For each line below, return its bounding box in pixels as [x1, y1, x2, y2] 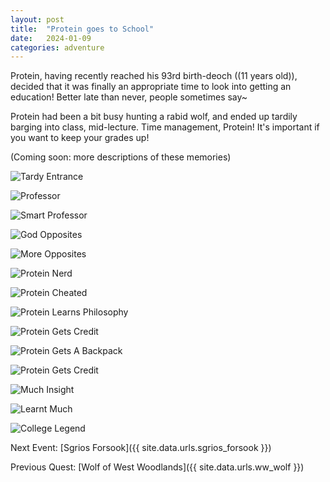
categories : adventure [10, 42, 105, 53]
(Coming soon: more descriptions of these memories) [10, 151, 232, 163]
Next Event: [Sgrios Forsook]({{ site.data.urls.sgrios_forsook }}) [10, 442, 272, 454]
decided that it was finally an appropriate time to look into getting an [10, 81, 292, 93]
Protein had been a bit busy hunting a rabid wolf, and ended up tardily [10, 111, 298, 123]
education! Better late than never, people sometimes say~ [10, 91, 248, 103]
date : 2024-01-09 [10, 33, 92, 43]
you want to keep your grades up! [10, 132, 150, 144]
